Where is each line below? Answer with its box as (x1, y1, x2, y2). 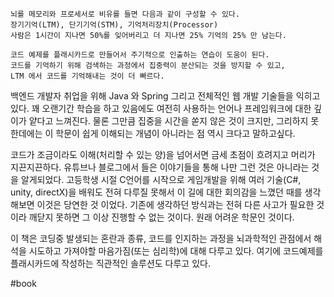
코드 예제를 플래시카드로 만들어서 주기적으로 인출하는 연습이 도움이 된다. (10, 50, 270, 60)
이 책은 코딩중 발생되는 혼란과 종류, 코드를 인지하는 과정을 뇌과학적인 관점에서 (10, 233, 312, 244)
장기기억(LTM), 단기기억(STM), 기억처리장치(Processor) (10, 20, 219, 30)
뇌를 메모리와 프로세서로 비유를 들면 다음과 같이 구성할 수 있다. (10, 9, 240, 19)
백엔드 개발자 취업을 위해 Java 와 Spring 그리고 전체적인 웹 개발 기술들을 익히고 (10, 90, 321, 102)
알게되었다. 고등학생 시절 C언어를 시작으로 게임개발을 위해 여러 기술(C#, (20, 174, 302, 185)
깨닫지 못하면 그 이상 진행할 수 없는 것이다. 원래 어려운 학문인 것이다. (28, 211, 295, 223)
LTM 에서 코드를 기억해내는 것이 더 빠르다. (10, 71, 165, 81)
